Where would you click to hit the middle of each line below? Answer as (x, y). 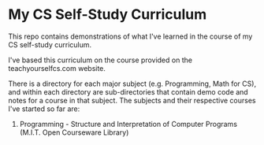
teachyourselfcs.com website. (57, 68)
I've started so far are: (44, 109)
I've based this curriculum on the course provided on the (100, 60)
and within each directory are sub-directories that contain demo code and (128, 91)
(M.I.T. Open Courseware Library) (74, 132)
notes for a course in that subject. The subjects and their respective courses (132, 100)
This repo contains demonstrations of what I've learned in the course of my (130, 36)
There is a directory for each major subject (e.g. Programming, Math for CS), (132, 84)
